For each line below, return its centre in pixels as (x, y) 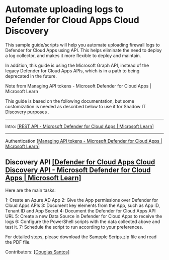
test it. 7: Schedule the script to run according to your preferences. (74, 227)
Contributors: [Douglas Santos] (37, 252)
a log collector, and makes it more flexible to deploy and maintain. (73, 55)
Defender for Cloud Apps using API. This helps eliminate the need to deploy (83, 50)
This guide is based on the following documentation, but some (70, 101)
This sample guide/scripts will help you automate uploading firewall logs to (82, 45)
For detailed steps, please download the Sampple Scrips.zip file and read (81, 237)
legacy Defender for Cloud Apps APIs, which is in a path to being (72, 71)
